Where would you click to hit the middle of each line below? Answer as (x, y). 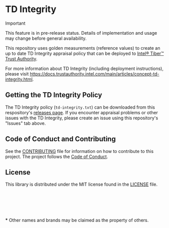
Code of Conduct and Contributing (61, 139)
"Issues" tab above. (26, 123)
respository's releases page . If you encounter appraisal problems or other (82, 112)
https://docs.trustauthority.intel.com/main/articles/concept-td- (95, 73)
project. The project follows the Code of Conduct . (57, 157)
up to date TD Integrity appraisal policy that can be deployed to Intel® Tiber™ (84, 53)
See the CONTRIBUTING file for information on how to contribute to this (79, 151)
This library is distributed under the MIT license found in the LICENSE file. (81, 184)
